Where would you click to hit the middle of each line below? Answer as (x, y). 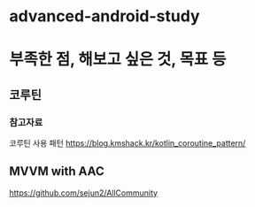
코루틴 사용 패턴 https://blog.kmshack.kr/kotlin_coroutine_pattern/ (127, 143)
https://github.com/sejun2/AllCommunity (83, 193)
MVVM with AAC (57, 171)
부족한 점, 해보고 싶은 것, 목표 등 (118, 60)
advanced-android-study (105, 16)
